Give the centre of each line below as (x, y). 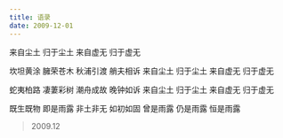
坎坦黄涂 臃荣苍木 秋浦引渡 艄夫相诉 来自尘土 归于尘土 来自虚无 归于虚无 (141, 71)
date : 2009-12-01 (41, 26)
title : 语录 (30, 17)
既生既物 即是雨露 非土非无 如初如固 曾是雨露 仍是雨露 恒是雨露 (125, 108)
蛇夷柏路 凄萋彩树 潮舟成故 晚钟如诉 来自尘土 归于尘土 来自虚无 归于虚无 (141, 89)
